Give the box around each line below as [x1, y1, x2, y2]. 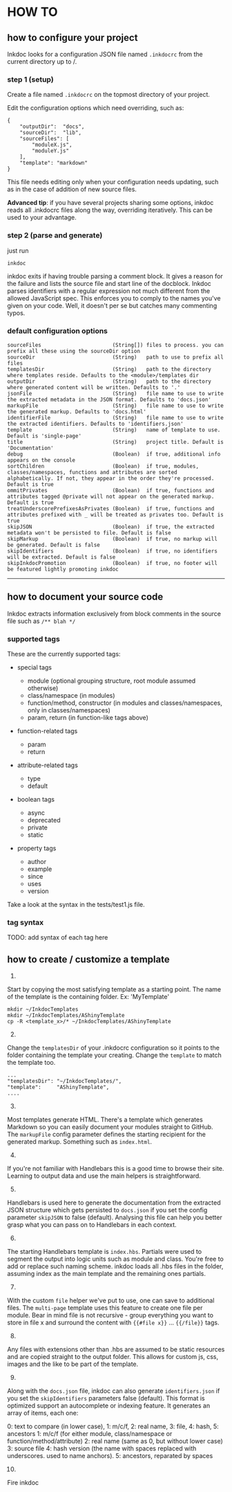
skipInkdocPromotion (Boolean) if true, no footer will [7, 559, 217, 566]
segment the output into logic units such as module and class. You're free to [7, 1255, 224, 1264]
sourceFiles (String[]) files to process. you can [7, 341, 224, 348]
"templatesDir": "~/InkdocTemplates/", [7, 1078, 122, 1085]
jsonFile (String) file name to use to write [7, 390, 224, 397]
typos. [7, 309, 26, 317]
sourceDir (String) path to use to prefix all [7, 354, 224, 361]
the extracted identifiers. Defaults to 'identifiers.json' [7, 420, 184, 427]
